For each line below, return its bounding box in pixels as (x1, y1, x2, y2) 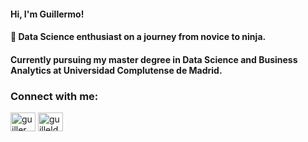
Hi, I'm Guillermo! (10, 8, 85, 20)
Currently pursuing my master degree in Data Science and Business (10, 53, 298, 65)
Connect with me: (10, 89, 99, 103)
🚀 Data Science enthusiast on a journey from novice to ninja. (10, 31, 267, 43)
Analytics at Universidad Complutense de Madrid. (10, 64, 223, 76)
